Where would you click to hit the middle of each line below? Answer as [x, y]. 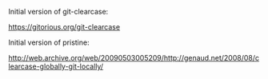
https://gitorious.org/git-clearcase [64, 27]
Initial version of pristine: [49, 42]
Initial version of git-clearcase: [58, 12]
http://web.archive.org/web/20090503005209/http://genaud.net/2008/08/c [134, 58]
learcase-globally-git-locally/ [56, 66]
